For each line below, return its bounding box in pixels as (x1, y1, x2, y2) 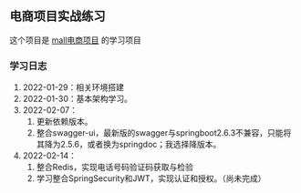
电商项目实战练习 (9, 8, 106, 25)
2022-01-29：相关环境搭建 (22, 82, 125, 93)
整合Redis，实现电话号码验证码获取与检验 (36, 162, 193, 173)
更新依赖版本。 (36, 117, 93, 127)
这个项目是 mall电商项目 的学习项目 (9, 35, 141, 46)
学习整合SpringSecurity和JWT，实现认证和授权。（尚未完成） (36, 173, 266, 184)
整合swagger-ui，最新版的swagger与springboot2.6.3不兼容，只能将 (36, 127, 292, 138)
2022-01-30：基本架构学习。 (22, 94, 132, 105)
